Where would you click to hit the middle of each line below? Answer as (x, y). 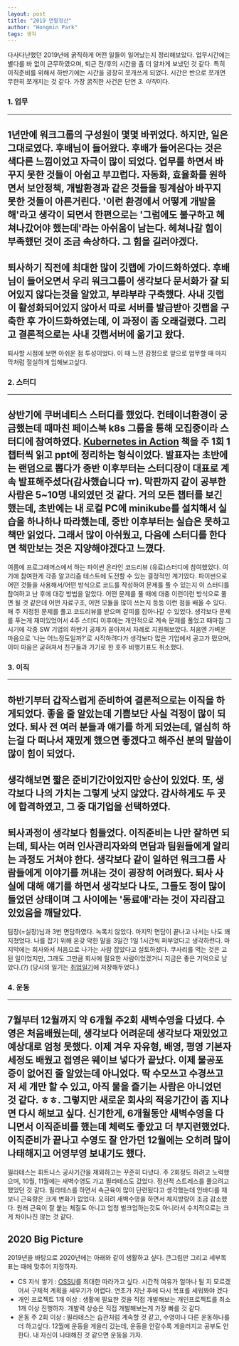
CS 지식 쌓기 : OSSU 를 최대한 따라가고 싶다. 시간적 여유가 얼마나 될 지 (115, 1281)
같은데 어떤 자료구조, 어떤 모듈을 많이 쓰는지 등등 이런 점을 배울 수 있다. (128, 603)
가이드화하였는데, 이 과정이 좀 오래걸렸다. (122, 321)
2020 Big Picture (46, 1240)
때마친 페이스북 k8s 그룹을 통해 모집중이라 (131, 429)
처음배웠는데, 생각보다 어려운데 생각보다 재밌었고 (127, 1033)
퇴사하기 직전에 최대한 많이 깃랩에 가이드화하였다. (109, 268)
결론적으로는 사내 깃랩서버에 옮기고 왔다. (101, 335)
